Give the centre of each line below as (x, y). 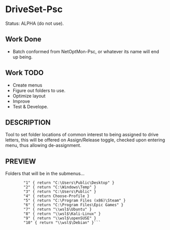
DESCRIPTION (28, 122)
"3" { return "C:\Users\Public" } (60, 192)
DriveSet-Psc (34, 9)
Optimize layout (29, 96)
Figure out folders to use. (39, 90)
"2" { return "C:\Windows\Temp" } (60, 187)
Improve (21, 101)
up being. (23, 57)
